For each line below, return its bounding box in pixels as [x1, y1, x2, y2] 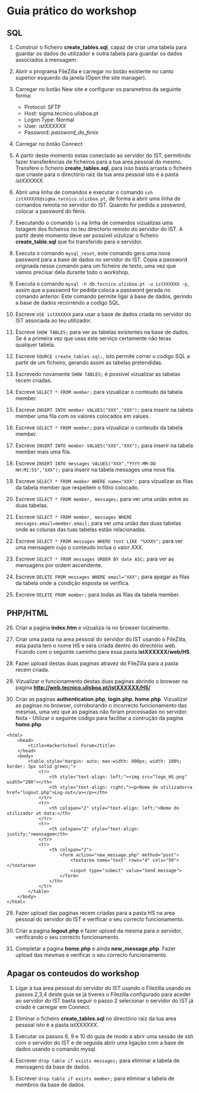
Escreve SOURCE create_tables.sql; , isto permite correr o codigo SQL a [15, 353, 190, 359]
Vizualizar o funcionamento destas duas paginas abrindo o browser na [15, 677, 188, 685]
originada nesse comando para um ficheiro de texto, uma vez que [15, 262, 176, 269]
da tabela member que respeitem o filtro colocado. [15, 484, 140, 491]
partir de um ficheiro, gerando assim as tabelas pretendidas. [15, 359, 163, 366]
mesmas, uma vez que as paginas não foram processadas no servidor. [15, 708, 188, 715]
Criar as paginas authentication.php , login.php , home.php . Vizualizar [15, 695, 188, 703]
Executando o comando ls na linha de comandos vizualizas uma [15, 219, 174, 226]
